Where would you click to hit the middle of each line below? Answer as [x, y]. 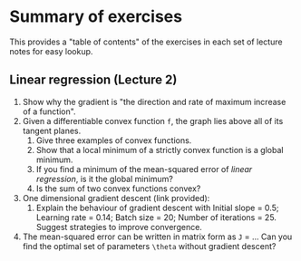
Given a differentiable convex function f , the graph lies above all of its [153, 121]
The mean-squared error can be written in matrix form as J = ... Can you [157, 237]
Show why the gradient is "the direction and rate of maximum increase [154, 101]
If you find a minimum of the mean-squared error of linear [144, 169]
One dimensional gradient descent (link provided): [116, 198]
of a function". [49, 111]
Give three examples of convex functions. [114, 140]
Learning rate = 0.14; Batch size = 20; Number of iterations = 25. [156, 217]
